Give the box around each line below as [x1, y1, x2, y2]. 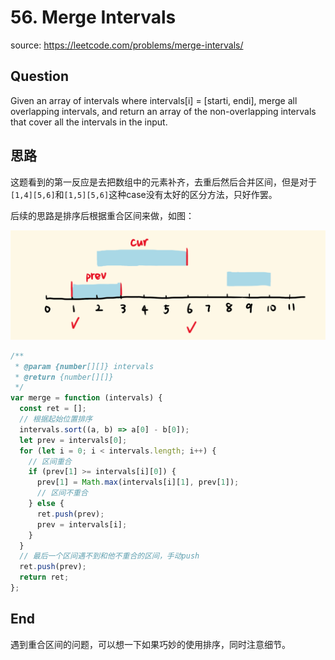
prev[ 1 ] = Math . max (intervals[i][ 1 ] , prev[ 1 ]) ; [36, 477, 240, 488]
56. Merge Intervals [10, 6, 177, 29]
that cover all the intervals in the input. [10, 116, 168, 128]
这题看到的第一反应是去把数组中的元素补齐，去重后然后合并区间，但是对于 [10, 176, 317, 188]
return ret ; [19, 572, 70, 583]
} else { [28, 499, 65, 509]
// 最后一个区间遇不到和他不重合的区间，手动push [19, 551, 200, 561]
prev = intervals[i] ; [36, 519, 128, 530]
